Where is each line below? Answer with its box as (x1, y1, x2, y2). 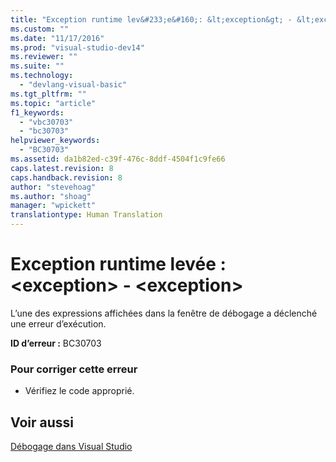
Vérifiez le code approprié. (24, 385, 135, 397)
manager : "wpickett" (10, 201, 97, 211)
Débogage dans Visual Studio (10, 441, 133, 453)
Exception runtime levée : (10, 253, 227, 276)
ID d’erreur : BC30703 (10, 337, 102, 349)
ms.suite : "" (10, 61, 65, 71)
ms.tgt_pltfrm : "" (10, 89, 87, 99)
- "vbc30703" (19, 117, 74, 127)
